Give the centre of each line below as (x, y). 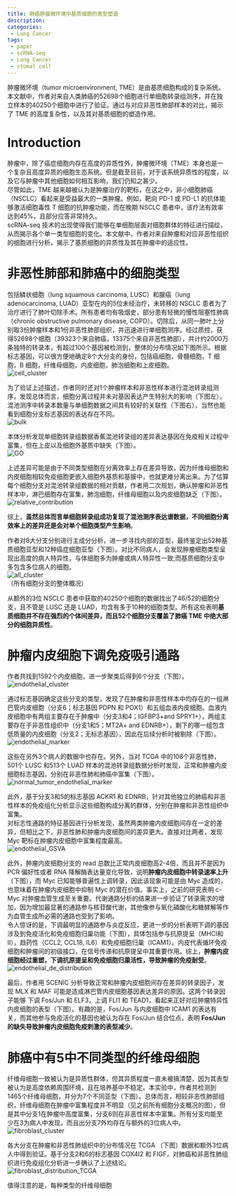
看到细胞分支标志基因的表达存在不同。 (63, 414)
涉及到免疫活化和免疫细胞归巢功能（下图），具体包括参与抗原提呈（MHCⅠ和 (116, 934)
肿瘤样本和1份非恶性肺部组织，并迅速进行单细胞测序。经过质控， (123, 329)
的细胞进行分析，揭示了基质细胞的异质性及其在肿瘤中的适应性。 (99, 242)
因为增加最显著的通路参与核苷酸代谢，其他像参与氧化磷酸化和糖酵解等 (121, 908)
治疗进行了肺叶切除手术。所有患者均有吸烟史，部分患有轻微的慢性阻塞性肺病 (118, 312)
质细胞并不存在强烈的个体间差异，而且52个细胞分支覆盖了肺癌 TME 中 (109, 616)
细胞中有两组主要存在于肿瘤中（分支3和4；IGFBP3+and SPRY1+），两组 (117, 716)
